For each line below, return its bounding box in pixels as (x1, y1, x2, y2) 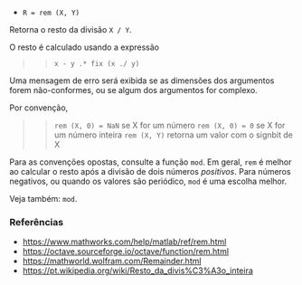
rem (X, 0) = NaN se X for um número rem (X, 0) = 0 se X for (53, 120, 286, 130)
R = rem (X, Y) (22, 8, 80, 17)
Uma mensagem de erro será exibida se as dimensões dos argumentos (9, 75, 275, 86)
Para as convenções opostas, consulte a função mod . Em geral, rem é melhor (9, 157, 292, 167)
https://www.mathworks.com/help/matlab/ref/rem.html (22, 236, 227, 247)
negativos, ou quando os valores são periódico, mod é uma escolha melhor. (9, 176, 288, 186)
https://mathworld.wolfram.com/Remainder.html (22, 256, 202, 267)
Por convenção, (9, 102, 69, 113)
